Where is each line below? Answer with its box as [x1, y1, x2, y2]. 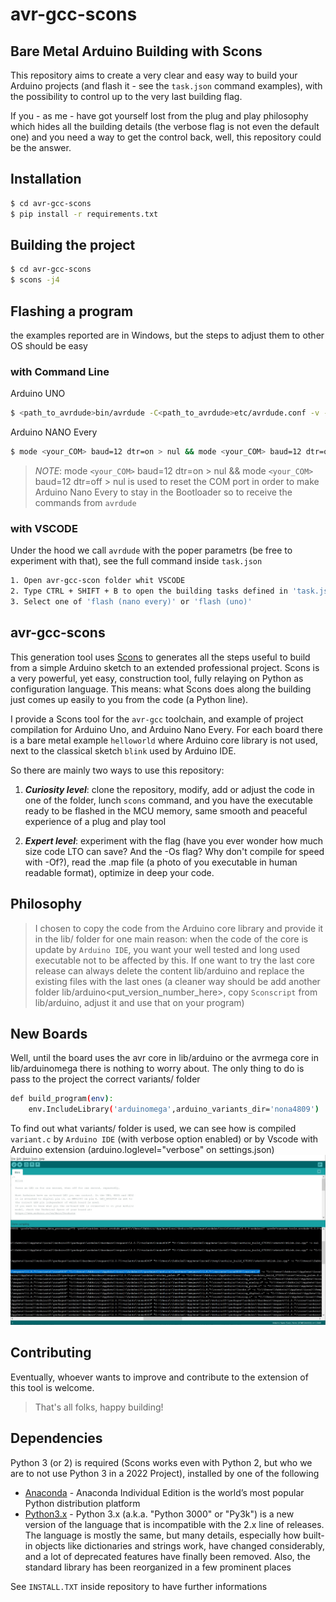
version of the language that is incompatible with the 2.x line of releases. [24, 1518, 325, 1530]
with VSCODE [10, 521, 78, 535]
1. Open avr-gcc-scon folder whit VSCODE [10, 576, 186, 586]
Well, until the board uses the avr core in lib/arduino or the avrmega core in [10, 1052, 320, 1064]
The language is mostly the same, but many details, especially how [24, 1529, 302, 1541]
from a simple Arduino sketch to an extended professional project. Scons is [10, 661, 320, 673]
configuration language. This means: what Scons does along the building [10, 683, 312, 695]
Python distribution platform [24, 1497, 141, 1509]
